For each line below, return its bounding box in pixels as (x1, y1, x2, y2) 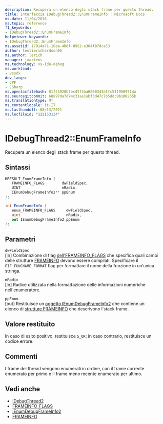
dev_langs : (5, 75, 27, 80)
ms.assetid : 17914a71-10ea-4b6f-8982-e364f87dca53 (5, 44, 110, 48)
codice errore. (5, 338, 34, 344)
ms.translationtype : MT (5, 98, 54, 103)
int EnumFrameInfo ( (5, 203, 47, 208)
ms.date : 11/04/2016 (5, 16, 47, 21)
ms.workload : (5, 67, 32, 71)
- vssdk (5, 71, 21, 76)
